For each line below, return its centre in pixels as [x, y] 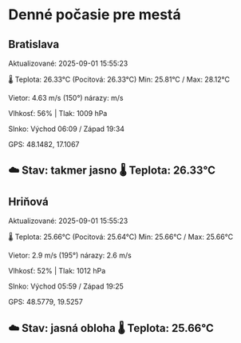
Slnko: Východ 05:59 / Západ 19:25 [66, 286]
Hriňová [29, 201]
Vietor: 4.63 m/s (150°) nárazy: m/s [66, 98]
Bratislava [34, 44]
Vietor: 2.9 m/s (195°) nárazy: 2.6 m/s [70, 255]
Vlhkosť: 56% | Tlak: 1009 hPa [58, 113]
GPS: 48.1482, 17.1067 [44, 144]
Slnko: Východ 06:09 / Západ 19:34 [67, 129]
